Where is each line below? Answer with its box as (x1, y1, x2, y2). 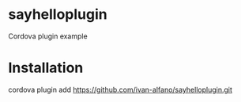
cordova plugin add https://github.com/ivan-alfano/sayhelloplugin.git (8, 85, 233, 94)
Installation (8, 59, 84, 77)
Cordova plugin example (8, 31, 88, 41)
